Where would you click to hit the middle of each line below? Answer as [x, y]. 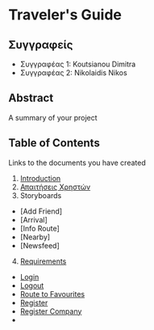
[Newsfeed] [40, 245]
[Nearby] [35, 237]
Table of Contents [54, 143]
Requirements [43, 261]
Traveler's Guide [65, 15]
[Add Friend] [41, 211]
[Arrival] [34, 219]
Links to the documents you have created [77, 163]
